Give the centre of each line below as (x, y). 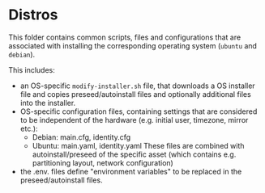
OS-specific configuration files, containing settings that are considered (139, 111)
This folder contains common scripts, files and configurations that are (125, 37)
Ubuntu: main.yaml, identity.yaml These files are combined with (138, 145)
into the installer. (48, 103)
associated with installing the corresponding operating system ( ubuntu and (133, 45)
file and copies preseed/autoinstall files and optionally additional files (135, 94)
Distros (33, 15)
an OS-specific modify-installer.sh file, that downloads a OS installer (137, 86)
